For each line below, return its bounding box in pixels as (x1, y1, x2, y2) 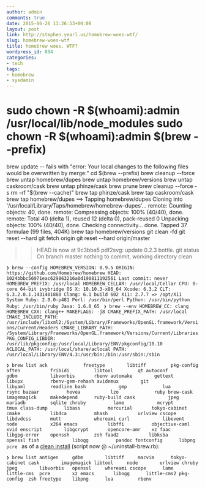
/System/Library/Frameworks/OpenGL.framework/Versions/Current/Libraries (6, 330, 199, 337)
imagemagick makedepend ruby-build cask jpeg (6, 394, 179, 401)
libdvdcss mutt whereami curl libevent (6, 416, 185, 422)
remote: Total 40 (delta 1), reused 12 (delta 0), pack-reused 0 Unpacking (6, 215, 188, 222)
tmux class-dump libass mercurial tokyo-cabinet (6, 405, 188, 411)
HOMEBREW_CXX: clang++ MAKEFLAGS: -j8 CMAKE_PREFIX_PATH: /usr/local (6, 309, 188, 315)
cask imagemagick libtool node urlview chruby (28, 460, 199, 466)
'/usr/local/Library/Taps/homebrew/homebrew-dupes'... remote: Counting (6, 202, 192, 209)
